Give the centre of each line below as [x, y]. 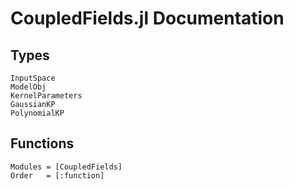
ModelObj [28, 87]
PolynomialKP [37, 113]
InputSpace [33, 78]
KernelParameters [46, 96]
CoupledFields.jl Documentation [147, 18]
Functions [42, 143]
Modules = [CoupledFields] [66, 167]
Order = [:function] [57, 175]
